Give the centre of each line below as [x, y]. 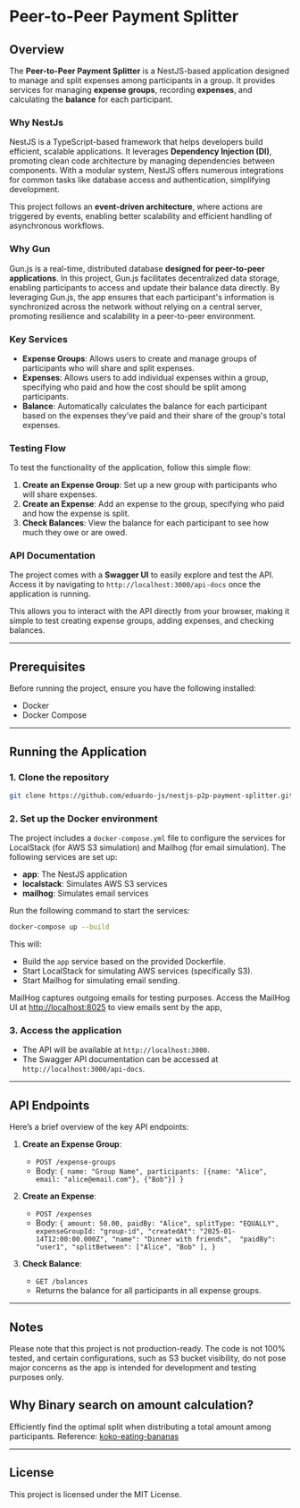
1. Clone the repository [59, 777]
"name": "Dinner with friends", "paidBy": [194, 1240]
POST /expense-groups [75, 1163]
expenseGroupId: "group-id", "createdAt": [116, 1232]
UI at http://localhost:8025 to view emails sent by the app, [116, 1007]
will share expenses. [60, 494]
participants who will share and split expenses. [108, 367]
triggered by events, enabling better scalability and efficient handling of [141, 216]
